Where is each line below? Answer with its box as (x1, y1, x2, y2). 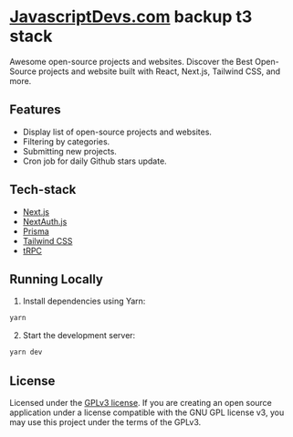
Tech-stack (9, 182, 77, 197)
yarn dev (9, 347, 43, 357)
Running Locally (9, 272, 103, 287)
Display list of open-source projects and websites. (22, 126, 213, 137)
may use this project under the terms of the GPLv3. (9, 416, 202, 427)
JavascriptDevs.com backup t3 (9, 6, 253, 27)
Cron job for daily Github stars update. (22, 155, 167, 166)
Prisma (22, 226, 50, 237)
